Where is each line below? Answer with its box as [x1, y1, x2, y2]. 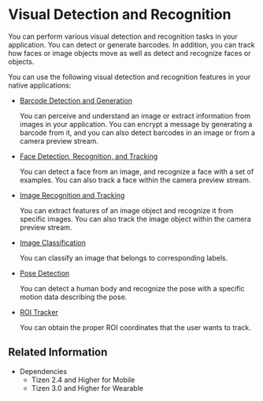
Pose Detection [19, 268, 70, 278]
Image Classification [19, 238, 87, 247]
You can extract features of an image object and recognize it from [19, 205, 234, 215]
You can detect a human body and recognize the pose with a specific [19, 283, 246, 293]
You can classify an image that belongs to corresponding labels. [19, 253, 228, 262]
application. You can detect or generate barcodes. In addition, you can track [8, 39, 255, 49]
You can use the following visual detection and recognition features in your [8, 72, 251, 81]
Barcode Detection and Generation [19, 96, 132, 105]
